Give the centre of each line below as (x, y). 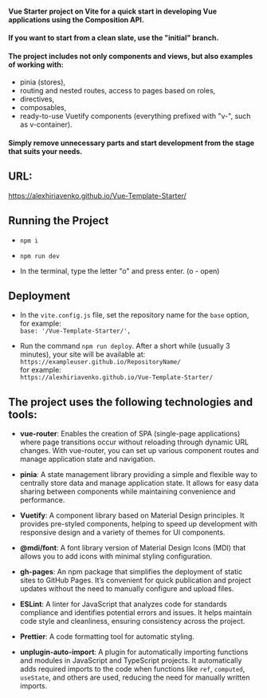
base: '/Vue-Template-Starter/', (75, 331)
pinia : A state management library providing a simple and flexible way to (138, 475)
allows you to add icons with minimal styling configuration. (116, 556)
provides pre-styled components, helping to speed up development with (138, 524)
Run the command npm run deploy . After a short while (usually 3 (125, 346)
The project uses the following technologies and (131, 402)
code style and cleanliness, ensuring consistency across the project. (132, 621)
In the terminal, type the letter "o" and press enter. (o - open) (120, 270)
